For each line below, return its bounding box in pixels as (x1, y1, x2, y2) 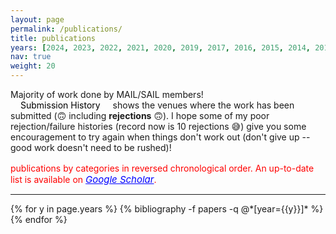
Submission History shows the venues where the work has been (20, 99, 295, 111)
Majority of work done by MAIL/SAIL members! (10, 89, 204, 100)
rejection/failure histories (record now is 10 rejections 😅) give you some (10, 121, 307, 132)
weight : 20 (10, 61, 56, 71)
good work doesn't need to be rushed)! (10, 142, 172, 153)
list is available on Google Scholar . (10, 173, 157, 186)
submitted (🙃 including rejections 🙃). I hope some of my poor (10, 110, 270, 121)
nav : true (10, 52, 52, 62)
